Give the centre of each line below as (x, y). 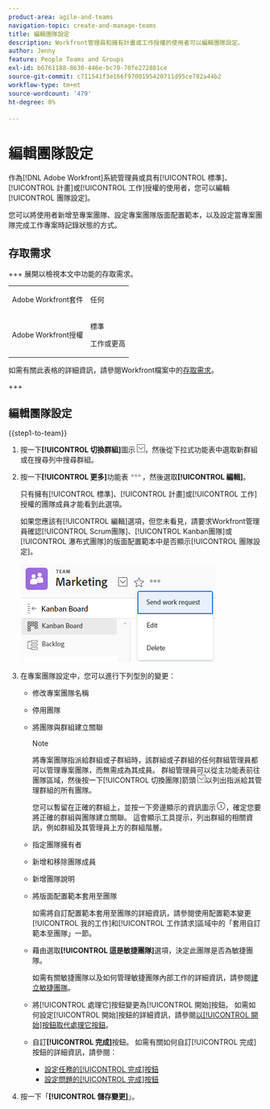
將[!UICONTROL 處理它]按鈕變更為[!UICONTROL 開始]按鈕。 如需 (140, 1005)
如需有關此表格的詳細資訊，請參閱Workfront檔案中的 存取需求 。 (114, 370)
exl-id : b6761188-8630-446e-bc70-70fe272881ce (88, 69)
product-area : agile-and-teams (61, 17)
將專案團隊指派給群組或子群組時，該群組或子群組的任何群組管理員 (141, 760)
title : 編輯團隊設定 (39, 34)
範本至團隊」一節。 (64, 933)
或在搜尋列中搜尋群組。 (59, 460)
